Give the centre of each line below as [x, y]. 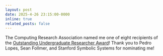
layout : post [19, 10]
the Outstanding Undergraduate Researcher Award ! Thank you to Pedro [78, 43]
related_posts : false [28, 24]
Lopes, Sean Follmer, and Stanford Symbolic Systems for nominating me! [80, 48]
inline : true [19, 19]
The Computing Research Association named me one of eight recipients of [81, 38]
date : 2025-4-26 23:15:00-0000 [38, 14]
